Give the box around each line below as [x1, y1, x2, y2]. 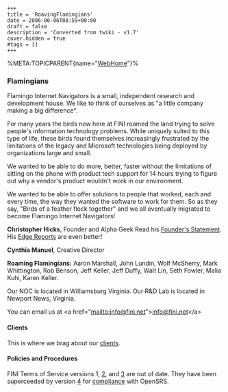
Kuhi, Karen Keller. [7, 274, 59, 282]
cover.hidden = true [7, 35, 66, 42]
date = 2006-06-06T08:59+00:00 [7, 17, 97, 24]
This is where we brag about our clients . [7, 338, 121, 347]
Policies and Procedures [7, 354, 78, 362]
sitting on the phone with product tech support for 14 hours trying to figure [7, 170, 218, 178]
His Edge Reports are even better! [7, 233, 103, 241]
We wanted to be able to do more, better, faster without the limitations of [7, 162, 212, 170]
